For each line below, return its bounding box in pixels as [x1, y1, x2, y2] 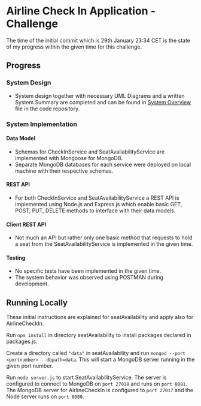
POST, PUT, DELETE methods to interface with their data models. [14, 207, 176, 214]
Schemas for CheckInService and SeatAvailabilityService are [14, 148, 165, 155]
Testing [6, 254, 26, 261]
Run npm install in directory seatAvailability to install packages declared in [6, 332, 191, 339]
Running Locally [6, 297, 68, 308]
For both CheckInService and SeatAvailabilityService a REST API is [14, 194, 179, 202]
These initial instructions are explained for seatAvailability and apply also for [6, 314, 194, 321]
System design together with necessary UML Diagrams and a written [14, 92, 185, 100]
